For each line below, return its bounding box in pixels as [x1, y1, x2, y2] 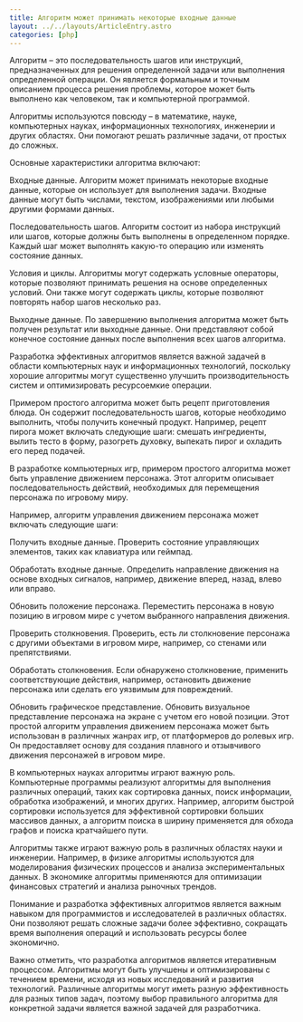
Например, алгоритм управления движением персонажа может [9, 509, 260, 521]
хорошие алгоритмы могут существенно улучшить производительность [9, 371, 289, 381]
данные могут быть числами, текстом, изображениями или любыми [9, 194, 274, 205]
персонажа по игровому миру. [9, 492, 129, 503]
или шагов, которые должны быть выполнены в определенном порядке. [9, 231, 290, 242]
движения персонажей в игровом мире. [9, 749, 166, 761]
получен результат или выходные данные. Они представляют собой [9, 323, 274, 335]
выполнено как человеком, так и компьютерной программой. [9, 93, 251, 104]
